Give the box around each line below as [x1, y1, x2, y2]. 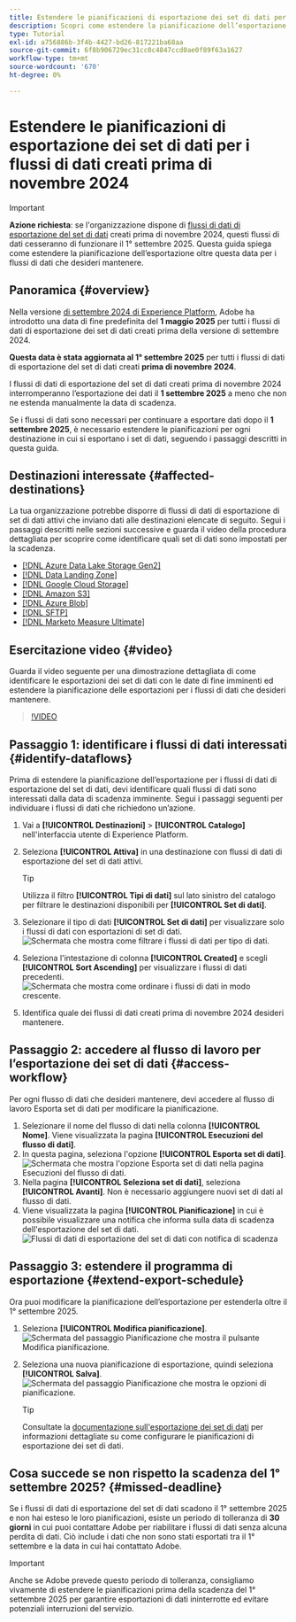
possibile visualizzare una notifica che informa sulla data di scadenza [21, 1215, 275, 1225]
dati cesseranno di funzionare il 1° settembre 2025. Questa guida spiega [9, 238, 272, 249]
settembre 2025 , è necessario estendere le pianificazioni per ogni [9, 423, 251, 434]
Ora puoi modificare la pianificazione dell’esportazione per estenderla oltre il [9, 1296, 287, 1307]
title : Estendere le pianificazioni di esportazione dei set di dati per [9, 12, 287, 22]
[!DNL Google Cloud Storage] [21, 579, 130, 590]
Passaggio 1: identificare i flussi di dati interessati [9, 737, 287, 752]
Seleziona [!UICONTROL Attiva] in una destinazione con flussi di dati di [21, 846, 283, 857]
